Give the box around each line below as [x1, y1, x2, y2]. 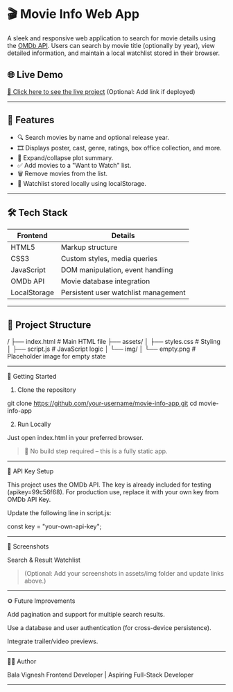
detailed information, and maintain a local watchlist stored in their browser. [7, 49, 221, 57]
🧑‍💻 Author [7, 657, 37, 666]
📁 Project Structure [7, 319, 92, 331]
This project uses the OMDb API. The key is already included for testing [7, 480, 212, 489]
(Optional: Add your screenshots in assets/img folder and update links [24, 569, 224, 578]
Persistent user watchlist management [60, 288, 186, 297]
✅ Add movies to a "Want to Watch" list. [17, 161, 132, 169]
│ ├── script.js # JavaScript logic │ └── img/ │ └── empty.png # [7, 345, 196, 353]
